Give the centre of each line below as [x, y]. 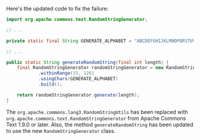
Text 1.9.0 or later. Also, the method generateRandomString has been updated [100, 125]
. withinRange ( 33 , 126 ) [66, 74]
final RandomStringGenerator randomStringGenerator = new [90, 68]
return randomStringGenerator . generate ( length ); [78, 95]
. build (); [50, 84]
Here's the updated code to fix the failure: [57, 9]
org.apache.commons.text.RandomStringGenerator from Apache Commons [96, 118]
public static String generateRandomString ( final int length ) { [87, 62]
